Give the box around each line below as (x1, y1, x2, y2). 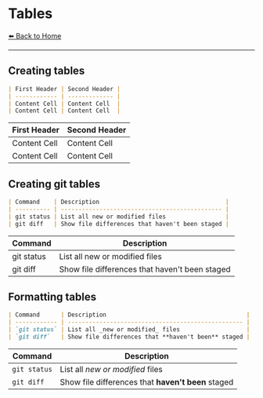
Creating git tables (8, 177, 100, 191)
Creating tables (8, 64, 85, 78)
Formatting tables (8, 290, 97, 303)
